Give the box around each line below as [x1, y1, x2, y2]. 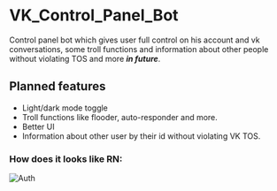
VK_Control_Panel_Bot [9, 5, 179, 26]
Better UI [21, 121, 55, 132]
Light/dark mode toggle [21, 103, 109, 113]
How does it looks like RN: [9, 152, 123, 164]
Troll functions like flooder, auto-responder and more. [21, 111, 219, 122]
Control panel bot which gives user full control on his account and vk [9, 34, 260, 45]
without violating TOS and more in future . [9, 53, 161, 64]
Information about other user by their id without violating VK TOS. [21, 130, 261, 141]
